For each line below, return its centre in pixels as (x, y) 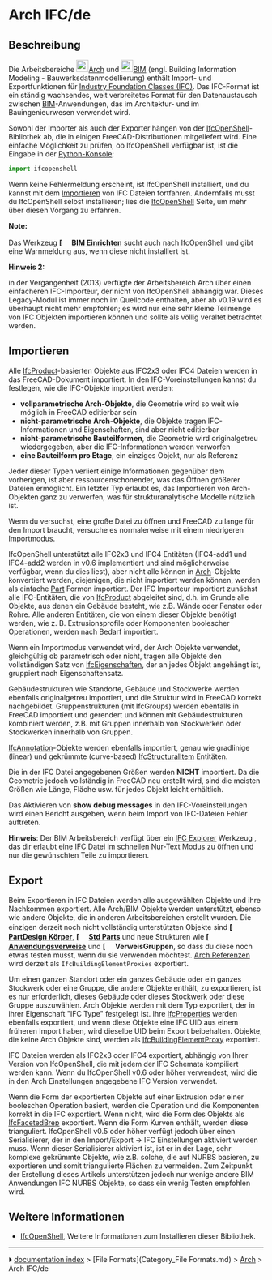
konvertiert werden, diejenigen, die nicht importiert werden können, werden (134, 580)
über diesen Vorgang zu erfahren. (65, 210)
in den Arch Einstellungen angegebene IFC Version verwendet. (113, 1081)
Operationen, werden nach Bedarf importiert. (84, 631)
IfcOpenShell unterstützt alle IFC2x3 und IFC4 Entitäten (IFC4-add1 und (127, 554)
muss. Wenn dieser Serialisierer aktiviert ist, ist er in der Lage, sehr (120, 1148)
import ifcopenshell (43, 169)
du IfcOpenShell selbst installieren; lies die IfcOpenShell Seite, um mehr (127, 201)
